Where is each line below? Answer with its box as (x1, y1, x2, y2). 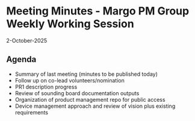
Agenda (6, 54, 37, 64)
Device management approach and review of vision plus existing (14, 102, 176, 110)
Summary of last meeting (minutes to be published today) (14, 70, 158, 78)
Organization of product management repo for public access (14, 96, 166, 103)
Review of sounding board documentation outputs (14, 89, 140, 97)
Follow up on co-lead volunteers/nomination (14, 76, 125, 84)
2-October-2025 (6, 37, 48, 44)
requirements (14, 108, 48, 116)
